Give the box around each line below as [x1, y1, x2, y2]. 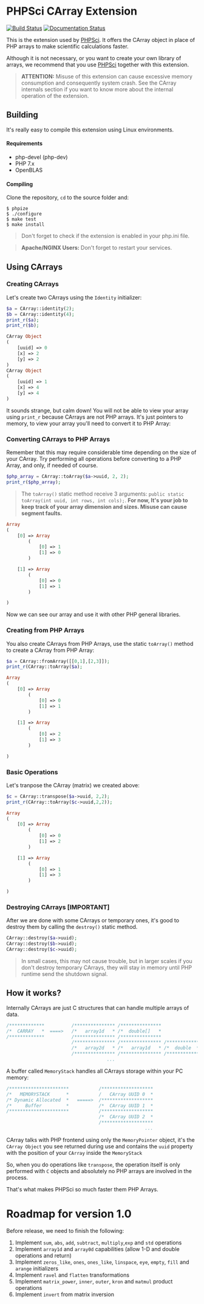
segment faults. [21, 510, 63, 517]
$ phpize [6, 206, 29, 212]
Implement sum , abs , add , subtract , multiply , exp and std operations [15, 1239, 182, 1246]
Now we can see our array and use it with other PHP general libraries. [6, 611, 181, 619]
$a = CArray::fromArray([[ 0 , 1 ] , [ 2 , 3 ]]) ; [6, 658, 110, 664]
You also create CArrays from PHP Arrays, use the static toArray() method [6, 640, 194, 647]
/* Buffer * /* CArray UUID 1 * [6, 1102, 154, 1109]
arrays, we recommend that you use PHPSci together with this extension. [6, 61, 189, 68]
